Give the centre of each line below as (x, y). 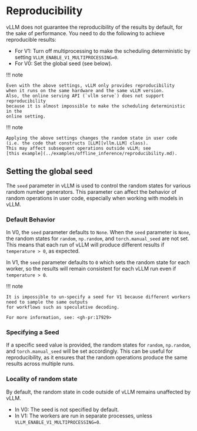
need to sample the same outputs (47, 302)
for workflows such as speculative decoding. (63, 307)
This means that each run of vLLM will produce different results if (85, 245)
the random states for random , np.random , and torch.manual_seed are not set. (98, 238)
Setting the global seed (49, 171)
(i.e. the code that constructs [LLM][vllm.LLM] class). (77, 143)
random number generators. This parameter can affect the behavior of (91, 191)
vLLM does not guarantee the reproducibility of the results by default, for (94, 27)
